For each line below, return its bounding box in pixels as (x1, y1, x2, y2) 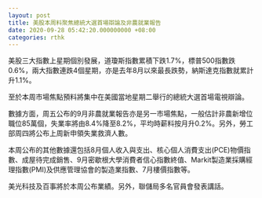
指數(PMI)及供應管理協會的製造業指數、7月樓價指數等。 (14, 165, 195, 174)
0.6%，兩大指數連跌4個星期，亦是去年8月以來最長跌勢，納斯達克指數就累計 (8, 66, 254, 75)
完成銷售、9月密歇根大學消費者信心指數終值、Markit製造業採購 (42, 155, 246, 165)
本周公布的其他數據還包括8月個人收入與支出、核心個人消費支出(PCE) (8, 145, 231, 155)
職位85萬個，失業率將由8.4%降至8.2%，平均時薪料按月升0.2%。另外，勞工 (8, 119, 253, 128)
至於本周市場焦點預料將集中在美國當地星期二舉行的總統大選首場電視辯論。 (8, 92, 249, 102)
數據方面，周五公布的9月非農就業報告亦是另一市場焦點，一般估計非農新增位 (8, 109, 253, 119)
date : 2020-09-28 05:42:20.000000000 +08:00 (8, 26, 156, 34)
